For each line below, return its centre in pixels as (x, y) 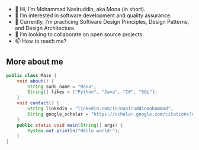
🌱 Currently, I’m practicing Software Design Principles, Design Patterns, (102, 22)
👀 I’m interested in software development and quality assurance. (93, 15)
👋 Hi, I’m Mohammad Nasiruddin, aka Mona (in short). (80, 9)
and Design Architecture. (45, 28)
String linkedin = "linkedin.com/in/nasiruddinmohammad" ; (100, 109)
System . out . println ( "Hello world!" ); (74, 130)
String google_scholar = (58, 114)
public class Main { (32, 75)
